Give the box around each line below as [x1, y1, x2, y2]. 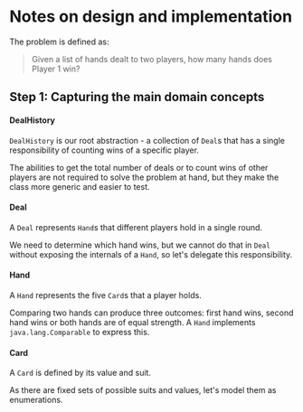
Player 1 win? [31, 63, 80, 74]
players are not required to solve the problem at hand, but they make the [9, 172, 279, 183]
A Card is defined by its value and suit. [9, 368, 152, 379]
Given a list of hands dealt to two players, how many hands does [31, 53, 273, 64]
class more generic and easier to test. [9, 181, 151, 192]
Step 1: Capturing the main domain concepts [9, 89, 265, 105]
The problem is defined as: [9, 36, 109, 47]
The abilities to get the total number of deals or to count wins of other [9, 162, 269, 173]
